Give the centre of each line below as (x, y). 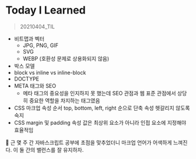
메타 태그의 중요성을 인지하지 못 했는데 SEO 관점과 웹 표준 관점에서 (99, 93)
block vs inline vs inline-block (50, 72)
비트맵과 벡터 (29, 38)
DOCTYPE (26, 79)
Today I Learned (46, 10)
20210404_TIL (37, 26)
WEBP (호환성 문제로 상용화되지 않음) (66, 58)
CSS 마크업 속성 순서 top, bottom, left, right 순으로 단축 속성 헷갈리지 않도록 (102, 108)
